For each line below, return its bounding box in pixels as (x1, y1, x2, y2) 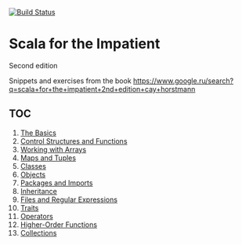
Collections (20, 228, 57, 237)
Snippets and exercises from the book (9, 75, 132, 86)
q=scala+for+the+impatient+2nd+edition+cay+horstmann (9, 84, 196, 93)
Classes (20, 161, 46, 170)
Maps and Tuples (20, 153, 77, 163)
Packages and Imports (20, 177, 93, 188)
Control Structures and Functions (20, 136, 128, 145)
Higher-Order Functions (20, 220, 97, 229)
